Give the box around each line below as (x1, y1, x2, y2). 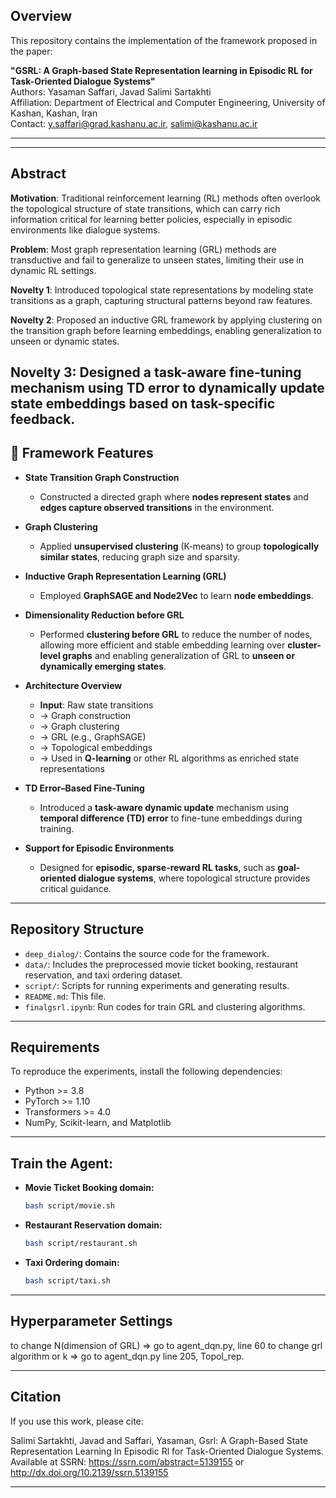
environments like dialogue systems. (10, 224, 161, 236)
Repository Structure (10, 921, 145, 938)
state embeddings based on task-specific (10, 395, 276, 413)
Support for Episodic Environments (24, 842, 175, 854)
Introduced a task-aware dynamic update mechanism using (39, 801, 289, 813)
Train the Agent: (10, 1155, 114, 1172)
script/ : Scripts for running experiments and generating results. (24, 979, 290, 991)
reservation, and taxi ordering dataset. (24, 969, 183, 981)
